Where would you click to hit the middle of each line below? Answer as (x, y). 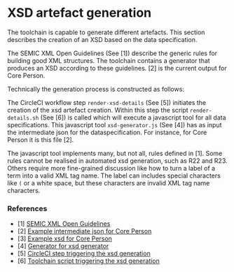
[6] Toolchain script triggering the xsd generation (88, 261)
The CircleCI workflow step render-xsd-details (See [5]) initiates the (107, 102)
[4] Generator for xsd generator (63, 246)
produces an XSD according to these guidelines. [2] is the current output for (117, 68)
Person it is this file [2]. (41, 139)
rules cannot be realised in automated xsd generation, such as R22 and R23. (117, 160)
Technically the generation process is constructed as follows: (96, 89)
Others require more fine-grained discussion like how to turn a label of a (111, 168)
